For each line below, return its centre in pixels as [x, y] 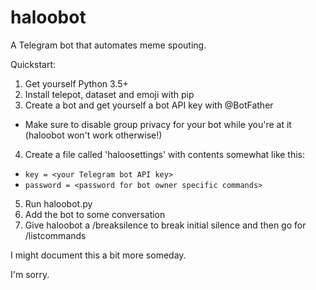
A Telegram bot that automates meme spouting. [108, 45]
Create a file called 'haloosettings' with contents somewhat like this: [165, 154]
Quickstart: [33, 64]
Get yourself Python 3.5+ [76, 83]
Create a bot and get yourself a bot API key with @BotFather [149, 105]
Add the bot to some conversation [95, 214]
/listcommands [55, 235]
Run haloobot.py [58, 203]
